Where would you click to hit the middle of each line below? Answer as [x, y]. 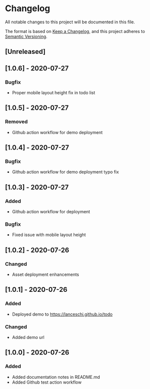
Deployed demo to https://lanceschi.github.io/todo [62, 314]
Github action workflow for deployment [51, 212]
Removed [16, 122]
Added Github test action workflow [47, 382]
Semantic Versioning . [26, 36]
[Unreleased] [25, 52]
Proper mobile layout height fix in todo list [53, 93]
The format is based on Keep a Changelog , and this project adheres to [75, 31]
